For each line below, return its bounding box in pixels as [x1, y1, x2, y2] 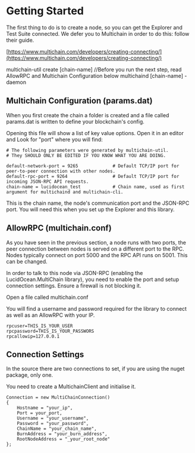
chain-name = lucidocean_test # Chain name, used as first [6, 183, 185, 190]
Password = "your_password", [17, 421, 89, 427]
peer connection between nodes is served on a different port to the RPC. [6, 245, 184, 252]
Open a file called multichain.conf [6, 293, 89, 301]
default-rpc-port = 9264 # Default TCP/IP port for [6, 173, 180, 179]
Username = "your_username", [17, 415, 89, 421]
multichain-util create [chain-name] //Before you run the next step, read [6, 65, 182, 73]
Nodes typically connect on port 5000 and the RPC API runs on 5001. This [6, 251, 188, 258]
